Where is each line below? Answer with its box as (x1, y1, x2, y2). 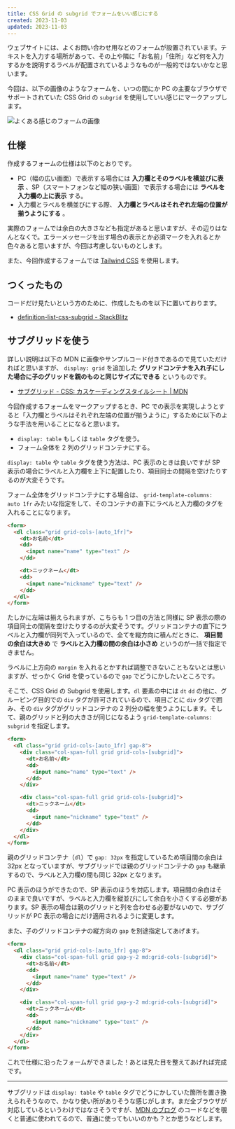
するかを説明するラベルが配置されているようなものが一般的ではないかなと (7, 61, 222, 69)
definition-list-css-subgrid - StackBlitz (17, 313, 128, 321)
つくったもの (7, 279, 63, 291)
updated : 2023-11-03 (7, 23, 68, 30)
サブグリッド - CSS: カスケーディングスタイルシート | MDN (17, 387, 189, 396)
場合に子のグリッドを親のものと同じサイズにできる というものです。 (13, 372, 211, 380)
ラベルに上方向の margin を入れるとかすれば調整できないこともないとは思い (7, 663, 226, 672)
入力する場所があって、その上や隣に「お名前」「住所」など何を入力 (31, 52, 225, 60)
